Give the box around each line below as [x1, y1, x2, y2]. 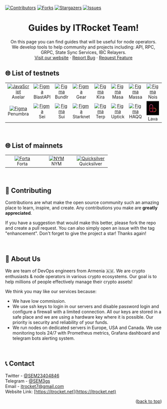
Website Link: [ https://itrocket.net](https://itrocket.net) [5, 389, 116, 395]
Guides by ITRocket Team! [28, 22, 139, 33]
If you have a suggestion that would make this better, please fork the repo [5, 220, 156, 226]
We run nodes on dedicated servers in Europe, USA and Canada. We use [12, 325, 162, 331]
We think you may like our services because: [5, 288, 97, 294]
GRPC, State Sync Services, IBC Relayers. [40, 49, 127, 55]
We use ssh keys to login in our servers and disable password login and [12, 303, 159, 309]
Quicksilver [79, 160, 102, 167]
